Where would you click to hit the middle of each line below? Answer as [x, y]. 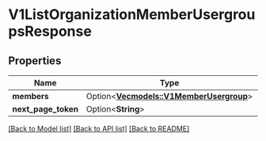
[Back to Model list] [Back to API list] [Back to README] [99, 129]
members [30, 96]
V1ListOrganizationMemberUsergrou [132, 15]
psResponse [50, 31]
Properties [35, 61]
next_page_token [46, 109]
